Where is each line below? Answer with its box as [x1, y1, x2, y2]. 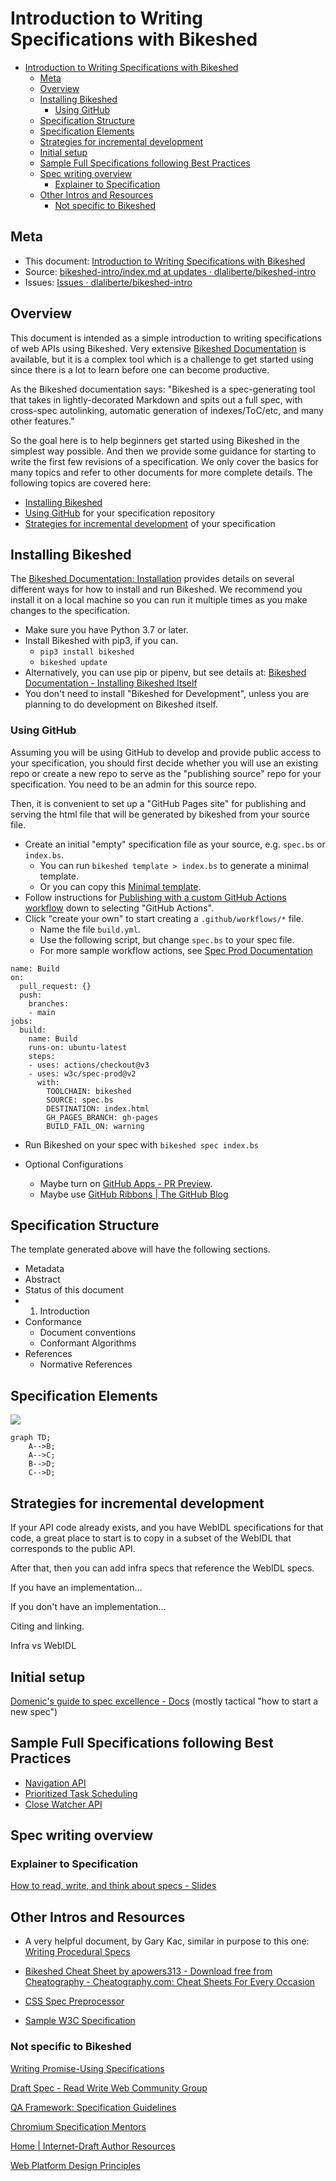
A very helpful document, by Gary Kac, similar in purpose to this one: [24, 1935, 310, 1947]
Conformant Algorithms [39, 1337, 137, 1349]
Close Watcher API [24, 1798, 103, 1810]
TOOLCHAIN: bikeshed [46, 1086, 132, 1096]
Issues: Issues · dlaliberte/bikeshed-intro [24, 276, 193, 288]
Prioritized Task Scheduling [24, 1787, 138, 1799]
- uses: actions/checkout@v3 [28, 1060, 150, 1070]
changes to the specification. [10, 605, 130, 617]
